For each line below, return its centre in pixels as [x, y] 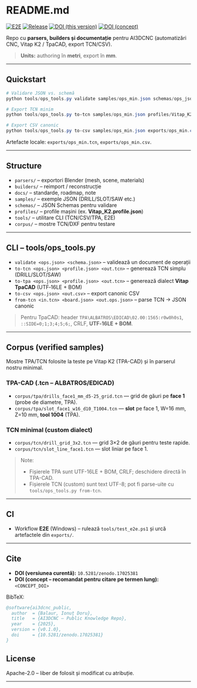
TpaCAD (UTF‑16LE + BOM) [48, 287]
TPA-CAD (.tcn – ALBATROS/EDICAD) [60, 383]
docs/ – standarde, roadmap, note [55, 192]
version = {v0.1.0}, [36, 630]
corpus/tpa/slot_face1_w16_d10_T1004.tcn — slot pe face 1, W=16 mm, [100, 408]
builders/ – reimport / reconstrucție [58, 186]
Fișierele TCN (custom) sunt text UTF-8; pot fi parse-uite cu [101, 484]
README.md [38, 10]
